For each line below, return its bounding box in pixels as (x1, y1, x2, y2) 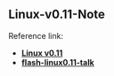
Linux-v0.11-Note (8, 7, 106, 22)
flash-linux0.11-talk (20, 57, 94, 67)
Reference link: (8, 30, 64, 41)
